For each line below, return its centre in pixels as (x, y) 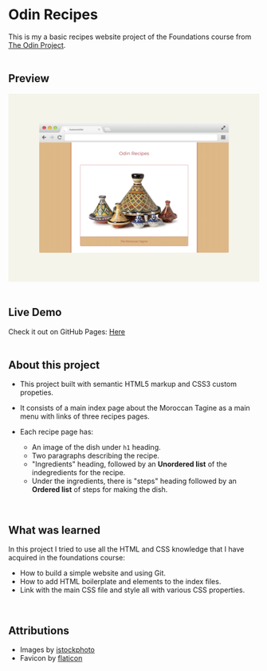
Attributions (39, 630)
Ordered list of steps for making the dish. (100, 490)
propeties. (37, 392)
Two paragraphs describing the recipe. (95, 456)
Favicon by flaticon (51, 658)
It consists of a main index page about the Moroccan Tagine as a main (135, 408)
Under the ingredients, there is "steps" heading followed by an (134, 481)
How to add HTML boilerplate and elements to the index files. (120, 582)
